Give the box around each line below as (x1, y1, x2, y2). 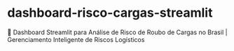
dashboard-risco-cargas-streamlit (7, 5, 213, 21)
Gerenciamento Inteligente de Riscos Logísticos (7, 35, 145, 43)
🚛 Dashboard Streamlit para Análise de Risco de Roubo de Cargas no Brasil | (7, 28, 228, 36)
